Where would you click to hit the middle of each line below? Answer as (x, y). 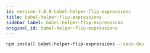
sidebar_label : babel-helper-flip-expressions (65, 22)
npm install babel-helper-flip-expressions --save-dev (75, 44)
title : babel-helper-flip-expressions (54, 17)
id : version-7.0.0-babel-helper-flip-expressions (69, 11)
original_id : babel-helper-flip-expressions (62, 28)
